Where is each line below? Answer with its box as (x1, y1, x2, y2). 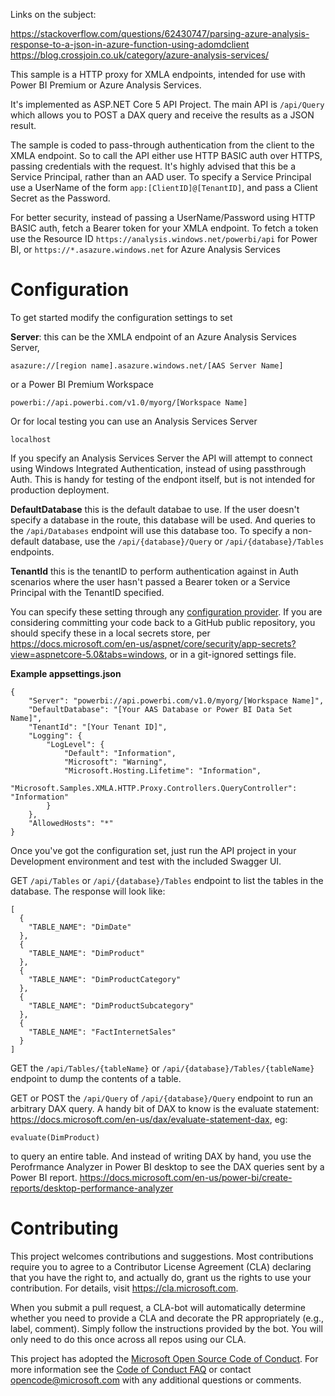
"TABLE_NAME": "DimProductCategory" (28, 974, 182, 984)
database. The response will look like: (10, 885, 166, 897)
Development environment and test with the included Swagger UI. (10, 855, 282, 867)
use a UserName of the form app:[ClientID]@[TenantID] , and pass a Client (10, 182, 318, 193)
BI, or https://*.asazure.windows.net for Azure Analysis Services (10, 244, 281, 255)
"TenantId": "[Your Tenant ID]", (28, 722, 168, 732)
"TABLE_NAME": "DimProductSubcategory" (28, 1000, 195, 1011)
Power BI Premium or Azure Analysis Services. (10, 79, 202, 91)
